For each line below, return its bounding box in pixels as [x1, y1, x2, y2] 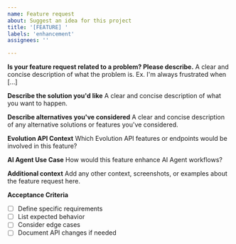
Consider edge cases [17, 221, 80, 229]
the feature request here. [7, 177, 80, 186]
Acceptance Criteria [7, 191, 69, 199]
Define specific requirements [17, 204, 103, 213]
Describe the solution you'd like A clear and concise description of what [7, 92, 222, 100]
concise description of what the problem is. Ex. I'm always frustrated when [7, 70, 227, 79]
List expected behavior [17, 213, 85, 221]
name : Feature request [7, 10, 75, 18]
